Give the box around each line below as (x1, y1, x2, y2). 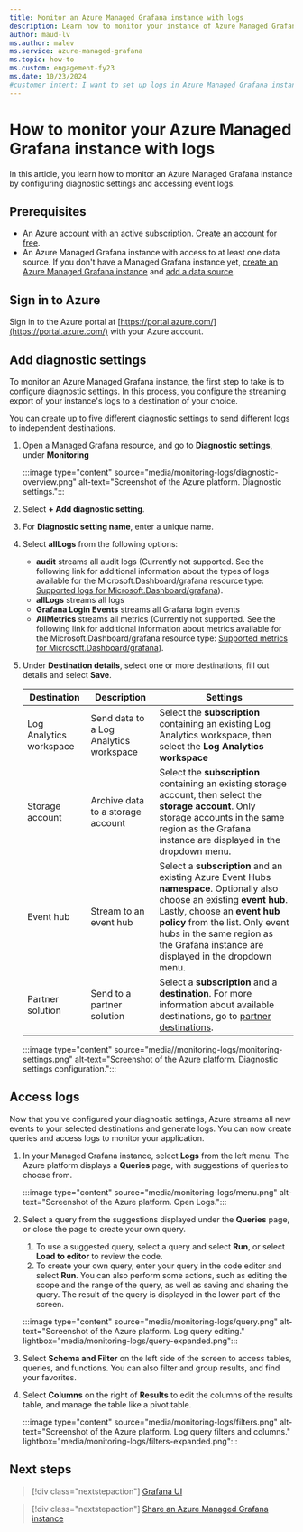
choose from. (22, 1169, 73, 1180)
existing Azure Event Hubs (159, 871, 271, 883)
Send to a (90, 988, 132, 999)
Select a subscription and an (159, 859, 283, 872)
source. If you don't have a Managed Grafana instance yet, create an (22, 256, 278, 267)
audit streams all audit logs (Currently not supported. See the (35, 556, 264, 567)
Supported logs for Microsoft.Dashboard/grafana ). (35, 585, 224, 596)
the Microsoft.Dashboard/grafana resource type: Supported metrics (35, 633, 289, 644)
